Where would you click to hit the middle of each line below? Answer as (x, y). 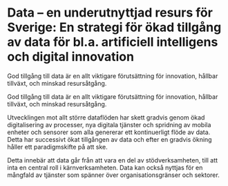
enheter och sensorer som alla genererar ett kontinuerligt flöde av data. (109, 132)
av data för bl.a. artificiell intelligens (113, 42)
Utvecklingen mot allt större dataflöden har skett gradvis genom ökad (106, 117)
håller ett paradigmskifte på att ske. (58, 147)
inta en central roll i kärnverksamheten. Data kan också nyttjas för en (105, 167)
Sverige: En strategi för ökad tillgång (114, 27)
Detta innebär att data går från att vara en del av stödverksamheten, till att (113, 160)
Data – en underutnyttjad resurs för (110, 13)
